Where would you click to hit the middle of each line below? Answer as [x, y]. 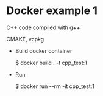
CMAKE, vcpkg [25, 39]
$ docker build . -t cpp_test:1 [51, 63]
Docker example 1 [52, 11]
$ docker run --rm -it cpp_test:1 [55, 86]
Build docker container [44, 51]
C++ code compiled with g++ [43, 27]
